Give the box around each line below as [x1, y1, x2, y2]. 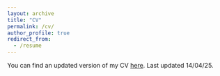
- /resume [13, 42, 42, 49]
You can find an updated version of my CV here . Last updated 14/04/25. [7, 61, 214, 69]
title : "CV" [7, 17, 42, 23]
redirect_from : [7, 36, 52, 43]
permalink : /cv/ [7, 23, 54, 30]
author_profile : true [7, 29, 70, 37]
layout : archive [7, 10, 54, 17]
